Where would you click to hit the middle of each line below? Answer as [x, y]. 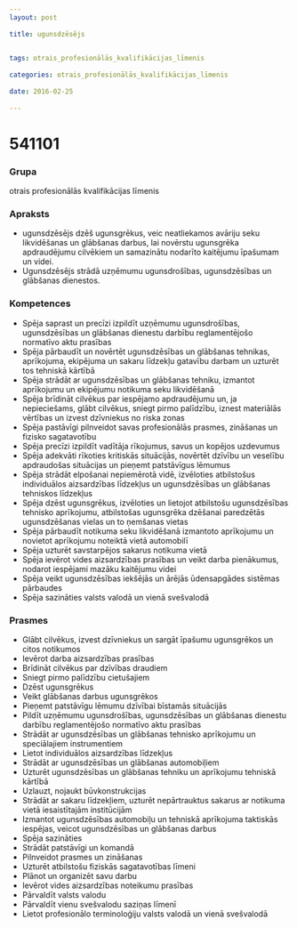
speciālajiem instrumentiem [72, 743]
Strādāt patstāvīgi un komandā [78, 847]
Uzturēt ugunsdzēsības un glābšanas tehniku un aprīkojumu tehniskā [149, 771]
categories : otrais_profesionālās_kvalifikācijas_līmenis [119, 75]
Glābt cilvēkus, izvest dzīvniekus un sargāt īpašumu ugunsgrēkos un [148, 639]
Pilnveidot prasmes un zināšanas [82, 857]
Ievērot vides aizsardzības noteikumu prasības [108, 885]
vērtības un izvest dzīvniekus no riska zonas [103, 417]
